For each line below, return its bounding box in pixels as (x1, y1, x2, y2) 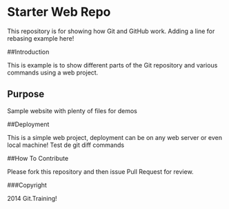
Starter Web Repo (7, 4, 111, 20)
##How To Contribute (7, 154, 69, 162)
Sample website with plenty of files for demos (7, 106, 138, 115)
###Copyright (7, 181, 47, 189)
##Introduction (7, 48, 50, 56)
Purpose (7, 88, 45, 100)
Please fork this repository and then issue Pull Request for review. (7, 167, 195, 176)
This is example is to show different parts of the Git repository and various (7, 61, 218, 69)
